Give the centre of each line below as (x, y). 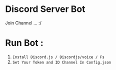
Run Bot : (24, 43)
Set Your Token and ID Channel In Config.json (62, 62)
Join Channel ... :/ (23, 23)
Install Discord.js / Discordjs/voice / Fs (58, 57)
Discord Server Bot (45, 9)
